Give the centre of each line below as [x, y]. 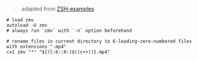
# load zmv [20, 20]
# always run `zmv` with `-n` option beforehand [69, 30]
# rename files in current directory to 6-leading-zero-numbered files [99, 41]
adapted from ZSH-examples [58, 9]
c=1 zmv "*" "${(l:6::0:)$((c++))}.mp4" [58, 52]
